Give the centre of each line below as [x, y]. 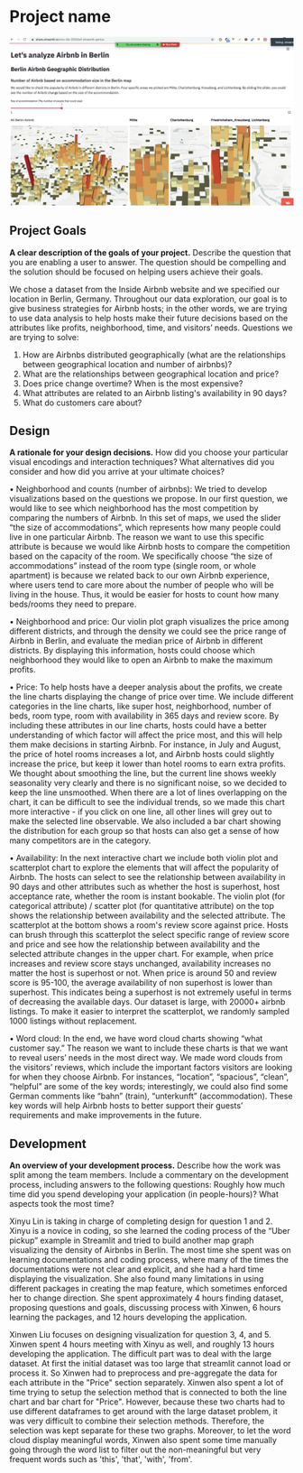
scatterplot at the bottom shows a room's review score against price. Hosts [149, 925]
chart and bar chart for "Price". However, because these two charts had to [147, 1402]
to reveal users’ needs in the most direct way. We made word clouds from [146, 1058]
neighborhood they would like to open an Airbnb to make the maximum [141, 660]
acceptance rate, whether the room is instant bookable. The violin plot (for [147, 896]
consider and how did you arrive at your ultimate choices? [117, 472]
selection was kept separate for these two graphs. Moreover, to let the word [150, 1431]
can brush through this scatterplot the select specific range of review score [150, 935]
